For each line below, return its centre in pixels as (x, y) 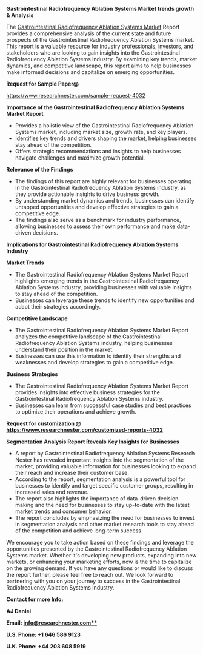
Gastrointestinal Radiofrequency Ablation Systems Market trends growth (100, 9)
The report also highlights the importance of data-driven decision (97, 499)
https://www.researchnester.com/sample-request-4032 (76, 96)
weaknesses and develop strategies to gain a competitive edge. (95, 362)
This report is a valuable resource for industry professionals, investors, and (100, 46)
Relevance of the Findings (40, 170)
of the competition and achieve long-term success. (79, 531)
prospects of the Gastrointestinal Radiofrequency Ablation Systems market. (100, 40)
